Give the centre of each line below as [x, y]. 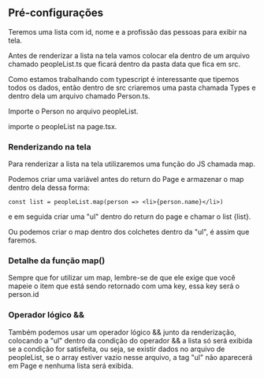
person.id [24, 295]
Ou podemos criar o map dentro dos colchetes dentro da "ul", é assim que [129, 232]
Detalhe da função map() [57, 261]
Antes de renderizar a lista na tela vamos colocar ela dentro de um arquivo [129, 55]
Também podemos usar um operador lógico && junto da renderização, [122, 332]
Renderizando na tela [50, 146]
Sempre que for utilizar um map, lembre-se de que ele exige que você [122, 278]
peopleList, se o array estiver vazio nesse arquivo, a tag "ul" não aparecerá [130, 357]
